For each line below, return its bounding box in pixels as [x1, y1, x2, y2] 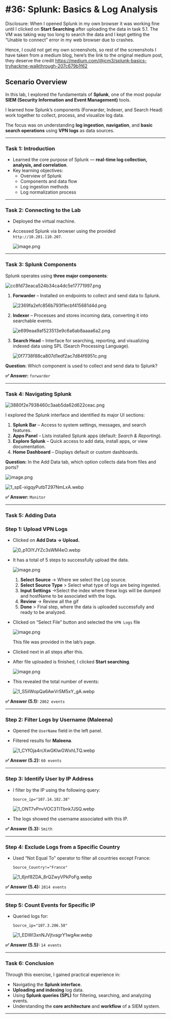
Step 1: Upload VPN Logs [5, 525, 68, 532]
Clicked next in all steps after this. [12, 649, 84, 655]
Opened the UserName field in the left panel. [12, 728, 103, 734]
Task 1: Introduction [5, 145, 55, 152]
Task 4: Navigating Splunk [5, 390, 72, 397]
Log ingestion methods [20, 184, 69, 190]
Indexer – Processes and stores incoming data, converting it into [12, 312, 149, 318]
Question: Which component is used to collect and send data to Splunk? [5, 363, 158, 369]
